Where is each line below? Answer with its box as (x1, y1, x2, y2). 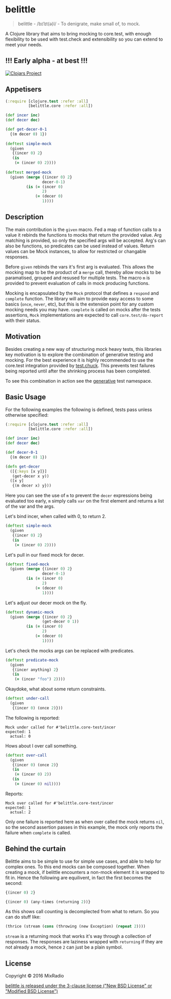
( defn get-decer (5, 464, 40, 469)
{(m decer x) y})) (12, 483, 52, 488)
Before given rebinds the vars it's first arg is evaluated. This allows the (5, 263, 154, 270)
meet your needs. (5, 41, 43, 47)
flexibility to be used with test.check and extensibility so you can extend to (5, 36, 163, 42)
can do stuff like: (5, 914, 41, 920)
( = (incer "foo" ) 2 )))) (14, 676, 66, 682)
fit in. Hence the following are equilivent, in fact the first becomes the (5, 875, 151, 881)
